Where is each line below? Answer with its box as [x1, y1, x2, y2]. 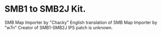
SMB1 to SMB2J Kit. [4, 3, 86, 15]
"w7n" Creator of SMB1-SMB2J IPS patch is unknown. [4, 24, 113, 30]
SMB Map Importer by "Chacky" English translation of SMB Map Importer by [4, 19, 158, 25]
